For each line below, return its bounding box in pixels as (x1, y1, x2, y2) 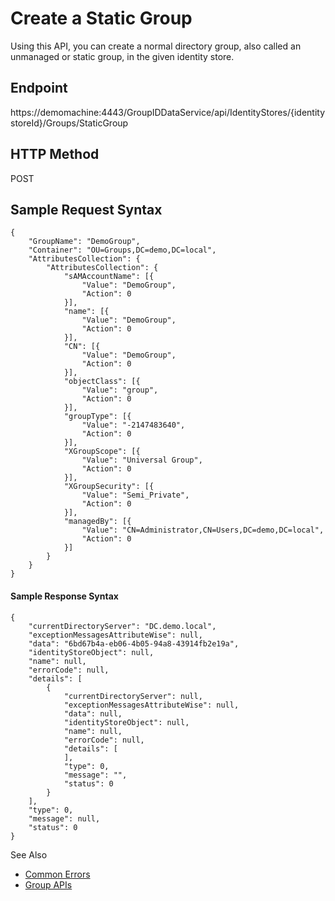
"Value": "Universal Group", (81, 455, 203, 466)
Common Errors (24, 868, 91, 880)
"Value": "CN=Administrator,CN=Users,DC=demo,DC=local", (81, 525, 325, 536)
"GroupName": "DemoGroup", (28, 237, 141, 247)
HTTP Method (10, 146, 100, 163)
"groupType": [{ (63, 412, 132, 422)
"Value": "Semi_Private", (81, 490, 190, 501)
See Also (10, 848, 48, 861)
